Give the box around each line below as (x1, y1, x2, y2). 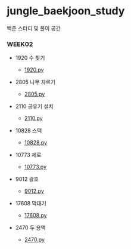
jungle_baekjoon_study (7, 4, 125, 18)
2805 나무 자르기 (15, 79, 56, 86)
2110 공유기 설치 (15, 103, 54, 110)
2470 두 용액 (15, 224, 46, 231)
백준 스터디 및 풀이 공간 (7, 24, 61, 32)
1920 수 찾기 (15, 54, 45, 62)
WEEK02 (7, 40, 33, 48)
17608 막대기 (15, 200, 46, 207)
